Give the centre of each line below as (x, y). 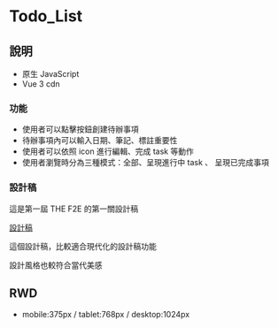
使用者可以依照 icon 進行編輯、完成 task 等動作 (108, 151)
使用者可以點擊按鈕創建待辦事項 (80, 129)
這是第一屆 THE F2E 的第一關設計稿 (74, 209)
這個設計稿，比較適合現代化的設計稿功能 (83, 246)
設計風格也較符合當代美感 (56, 265)
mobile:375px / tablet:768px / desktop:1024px (106, 315)
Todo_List (46, 16)
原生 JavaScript (50, 74)
